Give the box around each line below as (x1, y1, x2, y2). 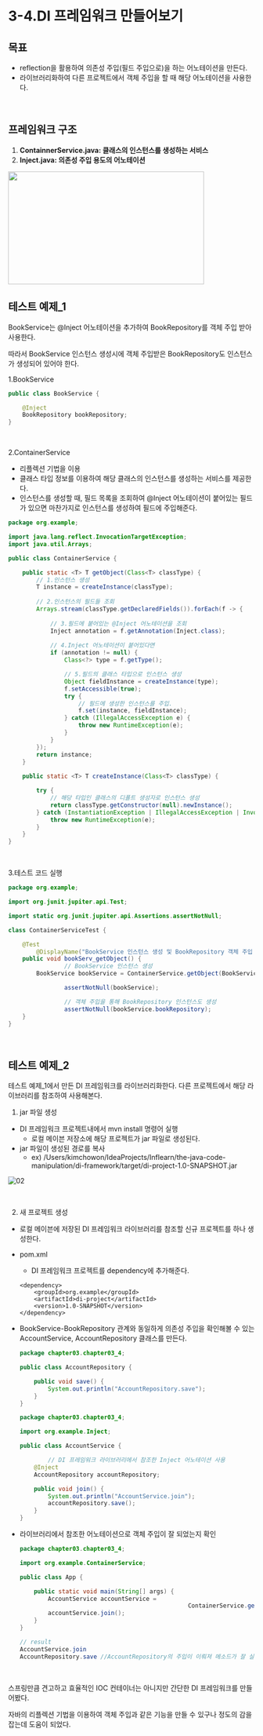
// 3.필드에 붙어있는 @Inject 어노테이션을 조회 (49, 619, 187, 628)
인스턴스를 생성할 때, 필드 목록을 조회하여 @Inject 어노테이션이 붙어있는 (19, 494, 239, 503)
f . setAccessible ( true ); (63, 684, 142, 693)
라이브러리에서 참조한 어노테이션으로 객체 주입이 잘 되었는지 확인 (19, 1530, 217, 1539)
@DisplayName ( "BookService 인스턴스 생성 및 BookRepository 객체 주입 (36, 947, 253, 956)
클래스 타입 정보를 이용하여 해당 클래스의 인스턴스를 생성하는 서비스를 (19, 474, 231, 483)
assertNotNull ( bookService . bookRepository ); (63, 1005, 212, 1013)
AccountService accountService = (48, 1595, 157, 1603)
